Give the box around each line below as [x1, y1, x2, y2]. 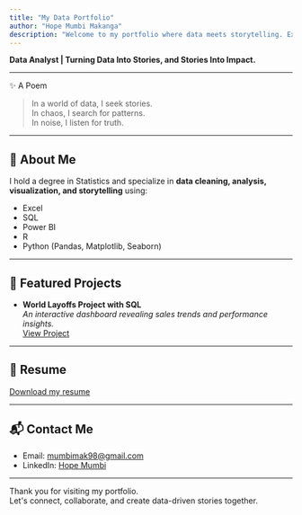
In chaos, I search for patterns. [31, 108, 146, 119]
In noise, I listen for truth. [31, 118, 124, 129]
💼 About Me [9, 152, 76, 167]
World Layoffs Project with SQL [22, 299, 142, 310]
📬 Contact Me [9, 422, 93, 437]
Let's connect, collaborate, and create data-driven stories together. [9, 495, 259, 506]
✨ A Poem [9, 80, 48, 91]
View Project [22, 328, 70, 338]
